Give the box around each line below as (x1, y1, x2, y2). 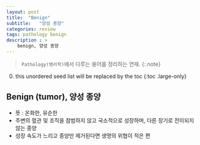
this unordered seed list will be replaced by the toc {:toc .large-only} (15, 72, 187, 80)
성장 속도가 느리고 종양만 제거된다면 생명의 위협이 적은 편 (15, 132, 151, 139)
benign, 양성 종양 (17, 43, 59, 49)
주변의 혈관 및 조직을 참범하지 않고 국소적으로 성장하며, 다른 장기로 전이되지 (15, 116, 195, 124)
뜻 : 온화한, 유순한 (15, 109, 58, 116)
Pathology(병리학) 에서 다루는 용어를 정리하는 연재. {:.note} (21, 60, 161, 68)
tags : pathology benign (6, 32, 67, 38)
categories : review (6, 26, 56, 32)
